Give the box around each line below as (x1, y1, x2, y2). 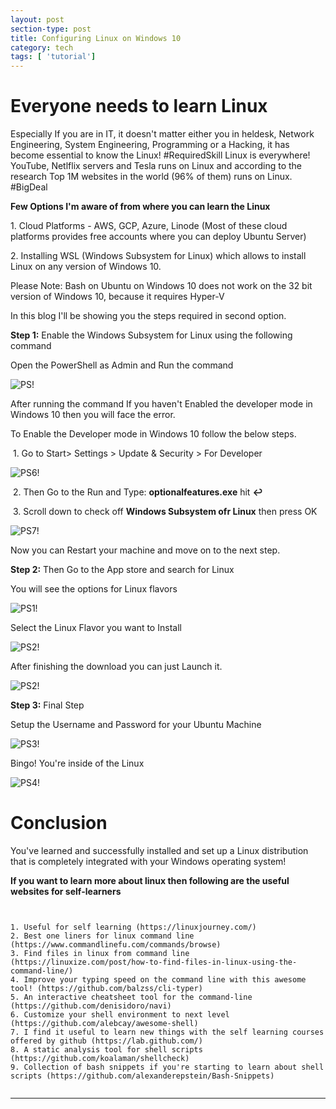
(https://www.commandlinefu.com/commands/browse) (10, 940, 222, 950)
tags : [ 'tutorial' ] (10, 52, 97, 62)
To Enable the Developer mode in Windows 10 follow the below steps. (10, 428, 297, 440)
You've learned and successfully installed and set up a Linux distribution (10, 845, 309, 856)
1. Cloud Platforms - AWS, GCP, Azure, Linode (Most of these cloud (10, 220, 288, 232)
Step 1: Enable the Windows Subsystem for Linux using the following (10, 329, 293, 341)
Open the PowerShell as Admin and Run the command (10, 359, 234, 371)
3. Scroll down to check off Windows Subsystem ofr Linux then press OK (12, 506, 318, 518)
